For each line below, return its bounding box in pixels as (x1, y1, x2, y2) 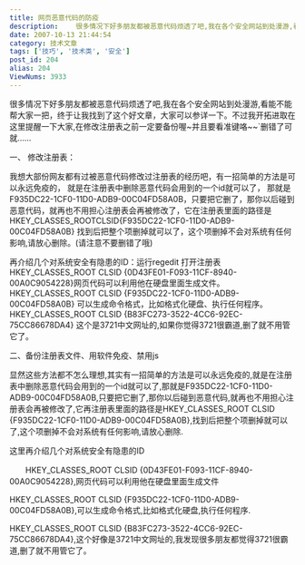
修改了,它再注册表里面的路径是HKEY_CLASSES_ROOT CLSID (48, 403, 275, 414)
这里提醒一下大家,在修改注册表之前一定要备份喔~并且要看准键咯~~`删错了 (9, 121, 285, 132)
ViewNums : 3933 (9, 73, 67, 82)
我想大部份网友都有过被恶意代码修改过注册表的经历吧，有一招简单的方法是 (9, 170, 288, 181)
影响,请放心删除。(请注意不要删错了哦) (9, 237, 153, 248)
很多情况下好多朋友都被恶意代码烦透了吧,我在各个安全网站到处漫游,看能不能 (9, 98, 293, 109)
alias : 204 (9, 64, 51, 73)
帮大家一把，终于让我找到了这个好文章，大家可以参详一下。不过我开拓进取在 (9, 110, 296, 121)
